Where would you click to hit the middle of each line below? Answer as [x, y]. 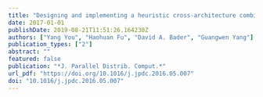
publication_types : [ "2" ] [50, 45]
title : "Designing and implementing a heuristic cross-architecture [122, 15]
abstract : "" [29, 52]
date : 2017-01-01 [36, 23]
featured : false [34, 59]
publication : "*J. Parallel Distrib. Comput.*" [87, 66]
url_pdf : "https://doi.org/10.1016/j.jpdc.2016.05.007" [101, 74]
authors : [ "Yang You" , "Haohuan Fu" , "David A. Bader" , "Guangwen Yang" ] [131, 37]
